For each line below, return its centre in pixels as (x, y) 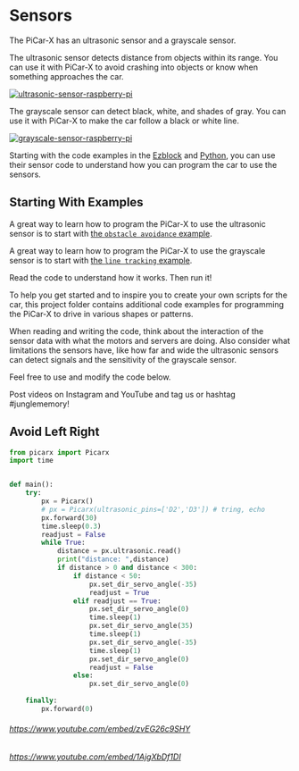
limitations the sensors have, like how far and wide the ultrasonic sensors (144, 350)
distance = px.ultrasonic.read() (119, 551)
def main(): (31, 485)
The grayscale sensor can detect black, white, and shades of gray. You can (148, 111)
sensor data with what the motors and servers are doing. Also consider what (150, 340)
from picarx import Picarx (59, 452)
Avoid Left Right (54, 432)
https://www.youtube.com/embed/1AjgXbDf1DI (95, 757)
